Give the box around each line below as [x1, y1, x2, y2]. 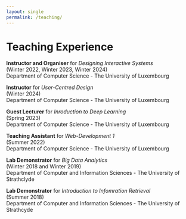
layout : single [6, 8, 44, 15]
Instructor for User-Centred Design [6, 84, 94, 91]
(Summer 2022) [6, 138, 45, 146]
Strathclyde [6, 175, 35, 183]
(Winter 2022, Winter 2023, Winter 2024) [6, 66, 108, 73]
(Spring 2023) [6, 115, 41, 122]
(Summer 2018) [6, 193, 45, 201]
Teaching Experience [6, 40, 113, 54]
